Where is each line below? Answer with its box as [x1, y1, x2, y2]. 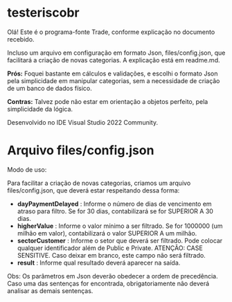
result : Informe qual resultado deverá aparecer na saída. [17, 258, 181, 267]
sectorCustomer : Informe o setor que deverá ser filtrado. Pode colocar [17, 236, 223, 245]
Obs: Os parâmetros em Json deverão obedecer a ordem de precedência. [7, 272, 218, 280]
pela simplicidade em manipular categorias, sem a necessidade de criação [7, 76, 220, 85]
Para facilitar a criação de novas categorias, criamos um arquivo [7, 179, 191, 187]
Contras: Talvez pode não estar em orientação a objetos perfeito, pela [7, 97, 208, 105]
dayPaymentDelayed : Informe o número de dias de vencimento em [17, 199, 213, 208]
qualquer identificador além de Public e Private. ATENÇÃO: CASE [17, 244, 203, 252]
